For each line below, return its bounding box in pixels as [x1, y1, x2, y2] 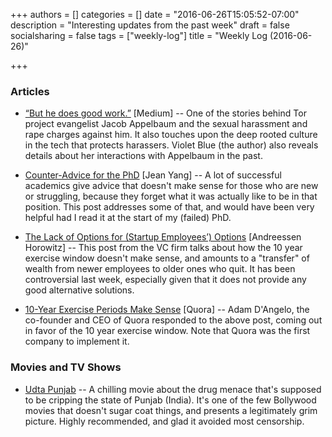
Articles [10, 84, 50, 98]
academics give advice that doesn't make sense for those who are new [24, 180, 319, 192]
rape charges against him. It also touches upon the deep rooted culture [24, 129, 318, 141]
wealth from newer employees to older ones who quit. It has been [24, 263, 296, 275]
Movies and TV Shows [10, 360, 122, 374]
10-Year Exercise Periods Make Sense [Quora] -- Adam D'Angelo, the [24, 304, 310, 316]
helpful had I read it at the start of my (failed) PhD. [24, 212, 232, 224]
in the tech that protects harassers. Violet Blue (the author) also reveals [24, 139, 319, 151]
